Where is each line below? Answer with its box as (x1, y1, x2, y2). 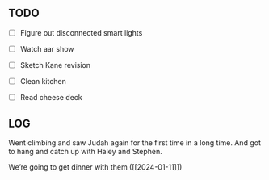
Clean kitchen (19, 77, 66, 86)
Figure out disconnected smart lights (19, 27, 143, 37)
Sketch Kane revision (19, 60, 91, 69)
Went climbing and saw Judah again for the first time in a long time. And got (8, 137, 261, 148)
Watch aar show (19, 44, 74, 53)
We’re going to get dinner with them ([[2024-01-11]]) (8, 161, 183, 172)
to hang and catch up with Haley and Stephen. (8, 146, 163, 156)
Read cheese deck (19, 93, 82, 103)
